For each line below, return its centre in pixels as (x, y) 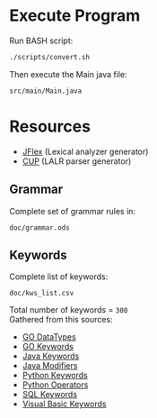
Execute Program (75, 16)
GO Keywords (48, 347)
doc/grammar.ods (39, 227)
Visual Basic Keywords (64, 404)
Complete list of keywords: (59, 277)
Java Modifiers (50, 366)
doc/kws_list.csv (42, 294)
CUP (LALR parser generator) (77, 161)
